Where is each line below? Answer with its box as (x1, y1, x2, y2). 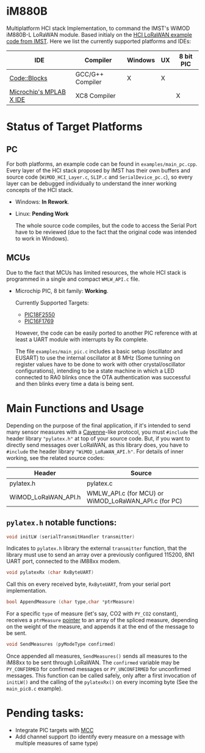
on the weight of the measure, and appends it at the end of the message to (6, 623, 195, 631)
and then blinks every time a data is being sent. (15, 380, 134, 387)
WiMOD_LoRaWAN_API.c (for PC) (86, 497, 183, 505)
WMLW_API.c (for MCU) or (86, 489, 164, 497)
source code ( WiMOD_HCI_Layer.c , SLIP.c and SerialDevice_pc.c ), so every (6, 173, 193, 180)
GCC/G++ (75, 70, 104, 78)
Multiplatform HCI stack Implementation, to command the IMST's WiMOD (6, 24, 190, 32)
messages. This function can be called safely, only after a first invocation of (6, 672, 197, 679)
